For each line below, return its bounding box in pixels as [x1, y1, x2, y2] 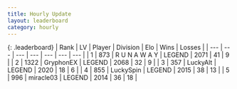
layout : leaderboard [7, 17, 69, 24]
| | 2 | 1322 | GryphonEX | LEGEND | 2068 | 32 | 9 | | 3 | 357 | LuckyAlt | [7, 58, 217, 67]
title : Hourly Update [7, 10, 72, 18]
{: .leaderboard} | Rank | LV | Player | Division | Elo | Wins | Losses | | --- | [7, 43, 223, 52]
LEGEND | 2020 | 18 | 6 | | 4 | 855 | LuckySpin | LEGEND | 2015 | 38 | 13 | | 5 [7, 66, 230, 75]
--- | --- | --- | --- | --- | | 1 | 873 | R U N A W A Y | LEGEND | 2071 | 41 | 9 [15, 51, 230, 59]
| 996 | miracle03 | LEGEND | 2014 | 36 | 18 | [7, 73, 137, 82]
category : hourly [7, 23, 59, 31]
